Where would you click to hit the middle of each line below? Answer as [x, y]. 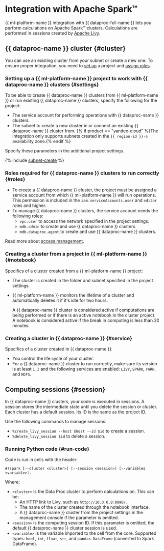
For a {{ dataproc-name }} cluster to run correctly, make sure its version [85, 363]
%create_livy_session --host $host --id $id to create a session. [79, 431]
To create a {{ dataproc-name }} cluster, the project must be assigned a [84, 190]
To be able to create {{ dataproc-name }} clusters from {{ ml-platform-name [82, 95]
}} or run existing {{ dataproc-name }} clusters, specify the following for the [81, 101]
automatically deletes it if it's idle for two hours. [60, 300]
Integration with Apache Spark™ [71, 9]
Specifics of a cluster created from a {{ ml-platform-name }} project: [74, 271]
